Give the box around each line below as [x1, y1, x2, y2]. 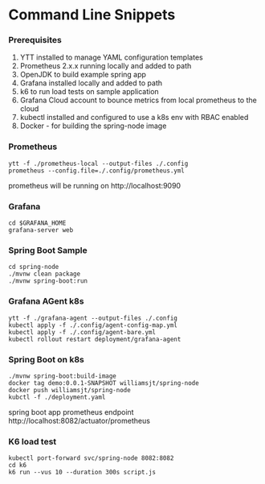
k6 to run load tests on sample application [19, 87, 159, 97]
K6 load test [8, 436, 57, 447]
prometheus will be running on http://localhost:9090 [8, 180, 181, 190]
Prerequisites [8, 35, 62, 46]
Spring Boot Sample [8, 245, 88, 255]
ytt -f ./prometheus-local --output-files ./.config [8, 159, 189, 168]
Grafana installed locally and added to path [19, 78, 163, 88]
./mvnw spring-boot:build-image [8, 372, 116, 380]
